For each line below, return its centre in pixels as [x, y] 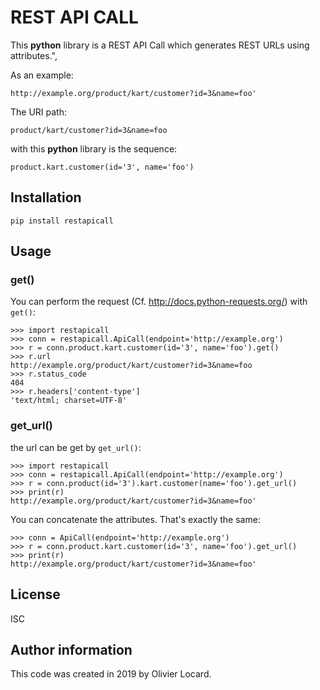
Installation [46, 197]
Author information [71, 649]
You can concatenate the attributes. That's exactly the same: [135, 519]
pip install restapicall [62, 221]
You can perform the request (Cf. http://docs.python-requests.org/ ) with [159, 302]
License [35, 594]
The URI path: [39, 112]
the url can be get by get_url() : [76, 447]
